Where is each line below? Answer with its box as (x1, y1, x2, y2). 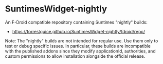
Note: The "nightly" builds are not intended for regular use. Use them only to (5, 38, 158, 44)
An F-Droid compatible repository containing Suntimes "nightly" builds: (5, 19, 147, 25)
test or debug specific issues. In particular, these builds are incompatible (5, 43, 151, 49)
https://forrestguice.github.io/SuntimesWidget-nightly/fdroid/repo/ (12, 28, 145, 34)
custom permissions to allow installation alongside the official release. (5, 53, 145, 59)
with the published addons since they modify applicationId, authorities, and (5, 48, 156, 54)
